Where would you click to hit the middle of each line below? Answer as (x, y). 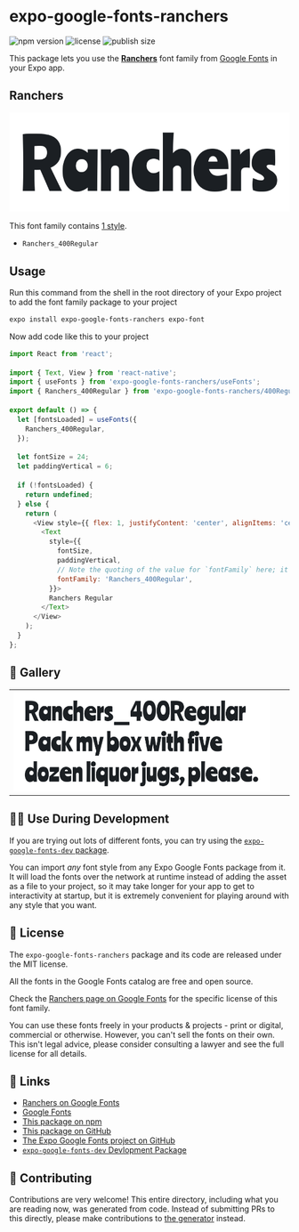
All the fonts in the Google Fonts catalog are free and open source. (131, 981)
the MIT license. (39, 964)
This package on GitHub (66, 1131)
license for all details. (48, 1053)
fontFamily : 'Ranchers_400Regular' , (125, 579)
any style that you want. (53, 904)
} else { (33, 504)
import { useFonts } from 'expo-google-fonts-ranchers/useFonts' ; (135, 382)
